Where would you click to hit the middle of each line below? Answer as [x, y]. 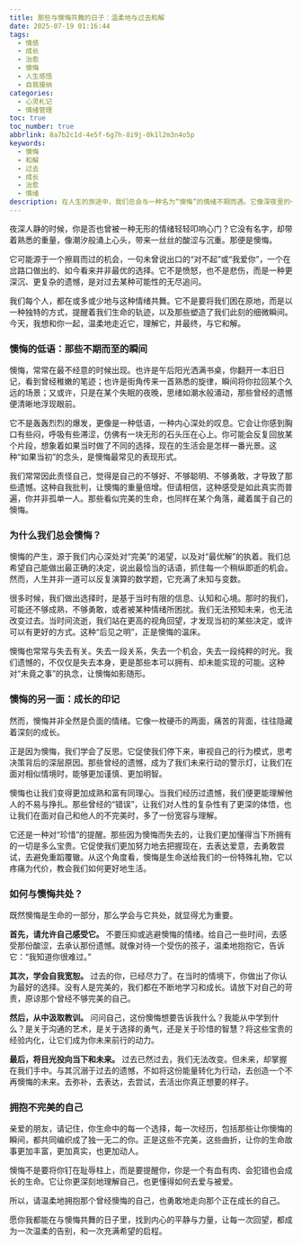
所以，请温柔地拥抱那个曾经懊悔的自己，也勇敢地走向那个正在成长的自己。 [147, 1201]
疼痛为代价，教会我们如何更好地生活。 [80, 868]
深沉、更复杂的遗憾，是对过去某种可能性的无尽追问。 [108, 281]
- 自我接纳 [35, 85]
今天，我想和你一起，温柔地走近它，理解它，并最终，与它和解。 [127, 323]
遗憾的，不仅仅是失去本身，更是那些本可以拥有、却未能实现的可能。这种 [151, 662]
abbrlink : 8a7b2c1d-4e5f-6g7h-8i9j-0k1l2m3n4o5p [102, 135]
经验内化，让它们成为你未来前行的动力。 [84, 1041]
